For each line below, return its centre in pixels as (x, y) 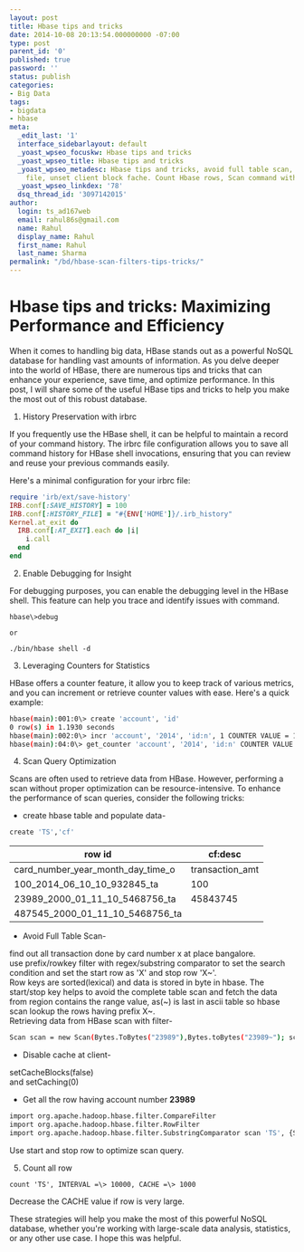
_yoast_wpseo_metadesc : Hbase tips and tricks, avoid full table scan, (156, 169)
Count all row (47, 1168)
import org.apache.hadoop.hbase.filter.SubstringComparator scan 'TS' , (147, 1133)
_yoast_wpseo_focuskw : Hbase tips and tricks (105, 152)
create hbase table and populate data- (94, 816)
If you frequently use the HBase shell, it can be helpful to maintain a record (149, 434)
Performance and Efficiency (117, 326)
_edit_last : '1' (48, 136)
